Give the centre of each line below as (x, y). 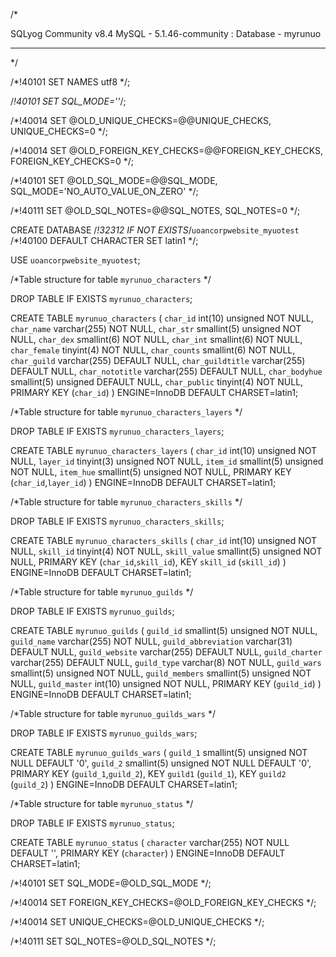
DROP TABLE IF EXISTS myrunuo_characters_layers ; (117, 431)
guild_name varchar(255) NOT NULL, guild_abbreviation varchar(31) (151, 641)
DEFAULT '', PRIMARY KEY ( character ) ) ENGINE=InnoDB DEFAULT (148, 853)
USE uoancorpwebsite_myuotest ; (75, 260)
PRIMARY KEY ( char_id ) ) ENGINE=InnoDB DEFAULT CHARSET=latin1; (154, 392)
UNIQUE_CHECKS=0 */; (59, 131)
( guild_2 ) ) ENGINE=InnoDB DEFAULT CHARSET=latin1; (124, 784)
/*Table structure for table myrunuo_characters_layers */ (126, 412)
